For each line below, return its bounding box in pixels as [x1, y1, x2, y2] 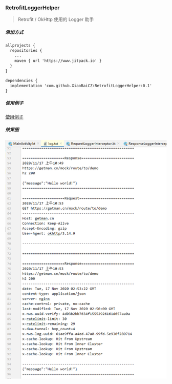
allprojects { [5, 43, 36, 48]
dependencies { [5, 78, 38, 84]
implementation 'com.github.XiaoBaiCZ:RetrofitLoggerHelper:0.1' [10, 84, 153, 89]
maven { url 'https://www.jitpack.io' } [14, 58, 102, 64]
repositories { [10, 48, 42, 53]
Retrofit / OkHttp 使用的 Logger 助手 [17, 16, 94, 23]
